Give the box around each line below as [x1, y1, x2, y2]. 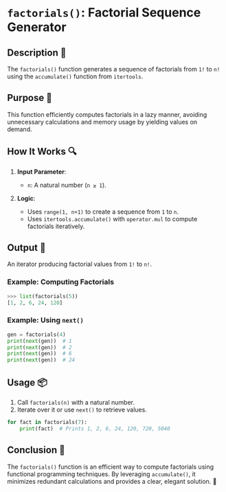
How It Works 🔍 [7, 146, 77, 157]
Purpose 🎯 [7, 92, 53, 104]
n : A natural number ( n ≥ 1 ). [27, 181, 106, 189]
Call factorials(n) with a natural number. [16, 398, 135, 406]
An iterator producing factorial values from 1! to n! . [7, 260, 152, 269]
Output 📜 [7, 242, 46, 254]
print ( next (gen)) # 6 [7, 350, 72, 357]
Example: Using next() [7, 315, 84, 325]
